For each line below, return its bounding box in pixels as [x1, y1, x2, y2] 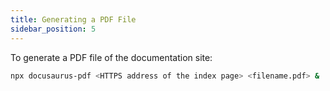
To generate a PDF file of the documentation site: [10, 51, 213, 63]
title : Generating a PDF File [10, 14, 137, 25]
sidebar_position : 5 [10, 24, 97, 34]
